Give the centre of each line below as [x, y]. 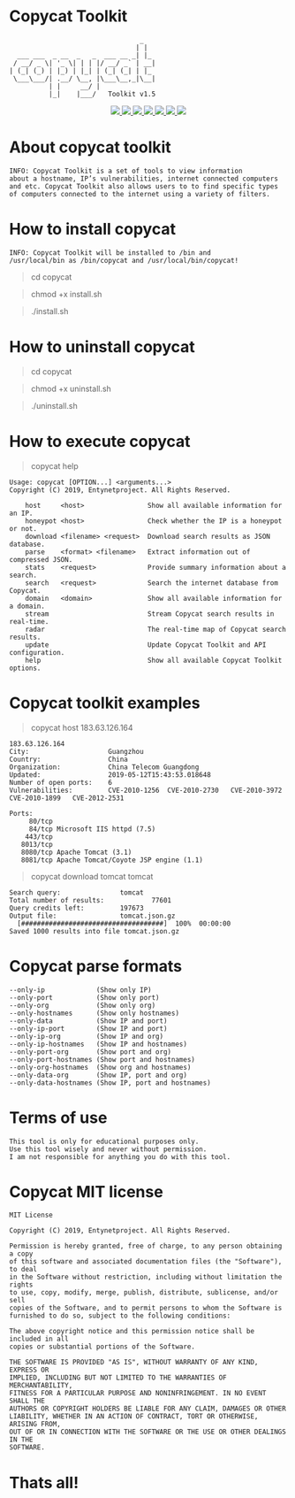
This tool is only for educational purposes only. [104, 1141]
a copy [21, 1254]
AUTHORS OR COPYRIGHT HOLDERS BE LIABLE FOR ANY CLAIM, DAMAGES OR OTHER [148, 1409]
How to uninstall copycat [102, 347]
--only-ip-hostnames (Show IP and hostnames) [98, 1044]
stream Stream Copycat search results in [150, 614]
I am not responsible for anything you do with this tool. [120, 1156]
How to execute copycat [100, 441]
